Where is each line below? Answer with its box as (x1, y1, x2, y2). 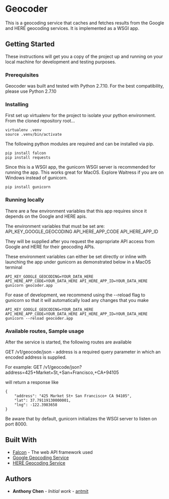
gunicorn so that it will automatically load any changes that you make (5, 297, 149, 303)
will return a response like (5, 379, 59, 385)
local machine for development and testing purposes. (5, 59, 117, 65)
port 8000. (5, 421, 28, 427)
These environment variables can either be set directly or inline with (5, 253, 147, 259)
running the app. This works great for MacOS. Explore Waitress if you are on (5, 169, 164, 175)
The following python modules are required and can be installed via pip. (5, 141, 154, 147)
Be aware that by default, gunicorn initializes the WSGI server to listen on (5, 415, 157, 421)
